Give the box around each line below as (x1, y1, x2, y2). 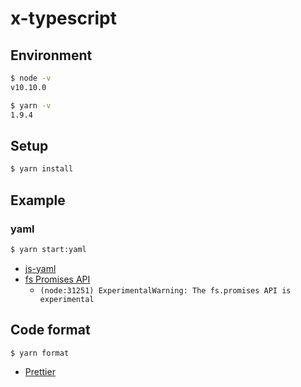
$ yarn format (10, 348, 70, 358)
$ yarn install (10, 164, 74, 174)
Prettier (24, 366, 56, 378)
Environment (10, 47, 93, 64)
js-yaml (24, 262, 57, 274)
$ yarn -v (10, 100, 52, 111)
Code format (10, 322, 91, 339)
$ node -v (10, 73, 52, 83)
